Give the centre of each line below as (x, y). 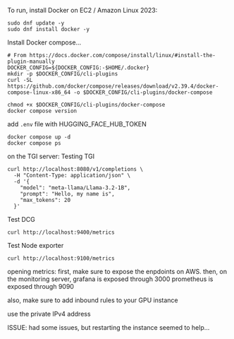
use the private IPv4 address (49, 314)
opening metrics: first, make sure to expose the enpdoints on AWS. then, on (117, 272)
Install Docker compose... (44, 42)
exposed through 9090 (41, 286)
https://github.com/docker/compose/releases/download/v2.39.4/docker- (113, 86)
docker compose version (42, 111)
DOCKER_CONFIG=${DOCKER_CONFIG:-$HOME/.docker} (79, 68)
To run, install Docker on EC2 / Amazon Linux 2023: (82, 10)
